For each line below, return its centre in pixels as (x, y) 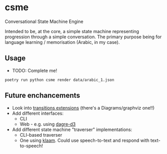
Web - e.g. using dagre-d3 (48, 124)
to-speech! (31, 146)
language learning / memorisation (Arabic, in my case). (62, 42)
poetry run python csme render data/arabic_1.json (60, 80)
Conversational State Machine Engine (44, 21)
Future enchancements (43, 96)
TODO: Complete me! (34, 70)
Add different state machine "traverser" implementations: (72, 130)
